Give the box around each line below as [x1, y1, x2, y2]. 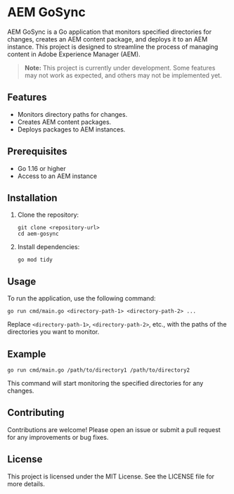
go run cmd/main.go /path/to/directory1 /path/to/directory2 [7, 367, 190, 374]
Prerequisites [7, 146, 67, 158]
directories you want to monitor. [7, 328, 100, 336]
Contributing [7, 407, 65, 419]
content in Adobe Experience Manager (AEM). [7, 50, 141, 58]
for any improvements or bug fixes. [7, 433, 109, 441]
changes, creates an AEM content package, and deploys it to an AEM [7, 34, 208, 43]
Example [7, 348, 46, 360]
